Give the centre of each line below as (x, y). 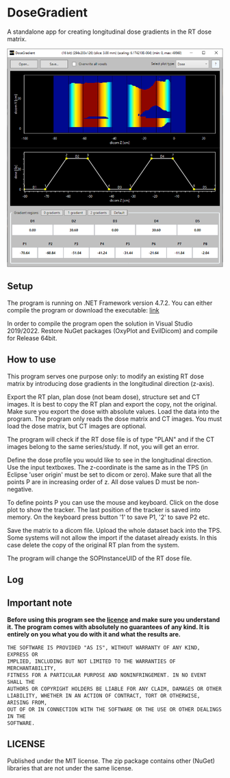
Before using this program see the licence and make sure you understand (114, 619)
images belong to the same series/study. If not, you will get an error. (103, 446)
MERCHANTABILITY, (32, 668)
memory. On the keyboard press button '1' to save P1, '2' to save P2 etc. (108, 517)
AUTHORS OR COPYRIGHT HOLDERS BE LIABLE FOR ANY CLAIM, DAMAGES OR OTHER (115, 689)
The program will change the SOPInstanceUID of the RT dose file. (100, 558)
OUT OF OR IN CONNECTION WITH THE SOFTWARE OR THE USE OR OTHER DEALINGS (115, 709)
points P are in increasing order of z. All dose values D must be (96, 481)
